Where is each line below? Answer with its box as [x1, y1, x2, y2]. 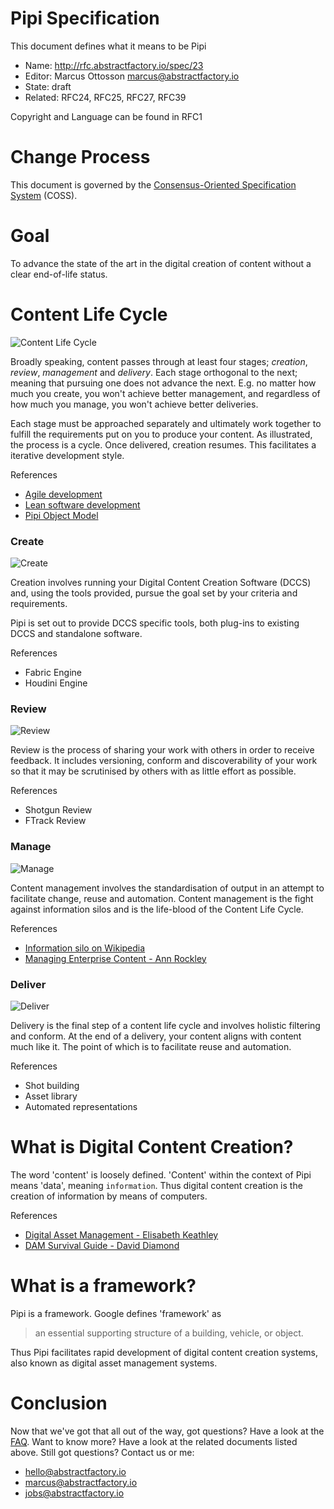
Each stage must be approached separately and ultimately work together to [10, 417, 322, 429]
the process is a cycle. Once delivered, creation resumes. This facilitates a [10, 438, 317, 451]
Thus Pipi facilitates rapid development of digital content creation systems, [10, 1346, 319, 1358]
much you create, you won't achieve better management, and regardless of [10, 387, 321, 399]
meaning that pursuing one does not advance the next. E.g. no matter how [10, 377, 317, 389]
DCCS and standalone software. [10, 628, 143, 640]
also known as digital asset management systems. [10, 1357, 218, 1369]
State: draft [24, 80, 72, 92]
